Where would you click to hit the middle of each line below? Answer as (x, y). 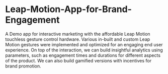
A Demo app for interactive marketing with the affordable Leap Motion (78, 34)
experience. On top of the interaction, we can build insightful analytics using (84, 50)
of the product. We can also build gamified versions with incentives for (78, 60)
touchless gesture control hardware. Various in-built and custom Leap (78, 39)
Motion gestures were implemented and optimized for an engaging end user (84, 44)
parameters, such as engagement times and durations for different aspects (83, 55)
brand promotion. (23, 66)
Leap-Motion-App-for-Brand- (69, 9)
